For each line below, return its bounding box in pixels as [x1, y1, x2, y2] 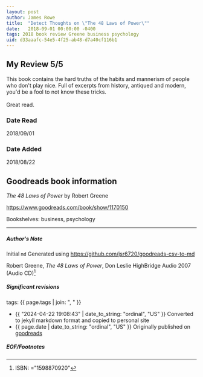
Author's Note [6, 235, 43, 242]
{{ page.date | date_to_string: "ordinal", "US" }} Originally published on [14, 323, 191, 330]
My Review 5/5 [6, 59, 63, 69]
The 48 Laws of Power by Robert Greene [6, 192, 109, 199]
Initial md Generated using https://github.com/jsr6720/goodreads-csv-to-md [6, 250, 195, 257]
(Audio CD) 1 [6, 268, 36, 277]
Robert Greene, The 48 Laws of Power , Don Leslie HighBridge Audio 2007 [6, 262, 192, 269]
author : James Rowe [6, 14, 56, 21]
